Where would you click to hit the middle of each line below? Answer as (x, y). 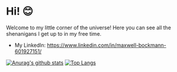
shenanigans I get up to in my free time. (54, 33)
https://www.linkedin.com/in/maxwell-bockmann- (107, 45)
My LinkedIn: (30, 45)
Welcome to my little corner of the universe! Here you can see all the (88, 28)
